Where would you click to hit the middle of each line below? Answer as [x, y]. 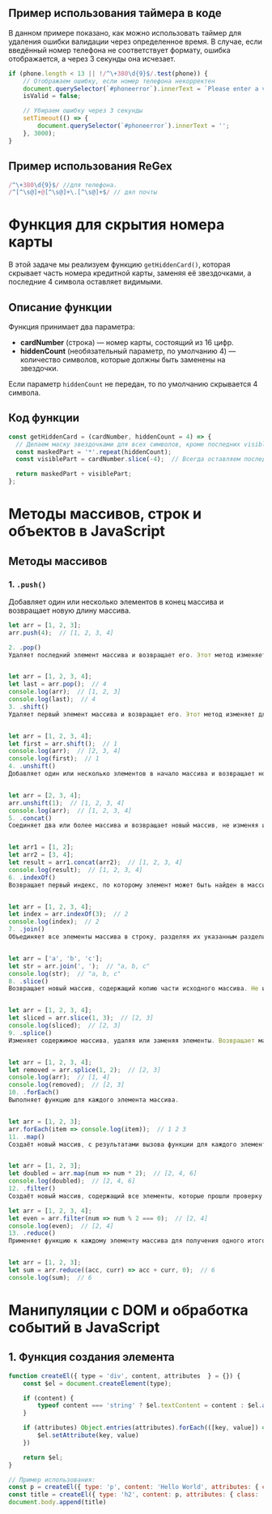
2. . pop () [25, 648]
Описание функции [60, 307]
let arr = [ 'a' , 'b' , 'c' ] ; [56, 958]
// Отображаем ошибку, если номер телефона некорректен [119, 81]
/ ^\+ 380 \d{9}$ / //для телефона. [63, 185]
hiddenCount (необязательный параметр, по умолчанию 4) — [128, 351]
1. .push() [28, 584]
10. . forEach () [34, 1093]
